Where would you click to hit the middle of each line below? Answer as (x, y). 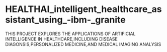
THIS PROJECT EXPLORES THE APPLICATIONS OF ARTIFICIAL (70, 33)
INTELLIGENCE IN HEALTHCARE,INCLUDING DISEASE (62, 39)
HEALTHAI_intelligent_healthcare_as (83, 9)
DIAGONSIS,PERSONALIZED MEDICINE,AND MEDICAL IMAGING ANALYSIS (83, 44)
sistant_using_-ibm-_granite (65, 20)
